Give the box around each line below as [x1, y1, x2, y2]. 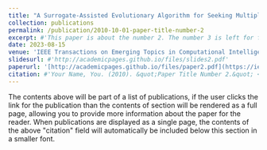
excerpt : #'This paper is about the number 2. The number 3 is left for [8, 33, 254, 42]
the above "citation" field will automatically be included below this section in [8, 126, 257, 135]
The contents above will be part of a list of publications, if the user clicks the [8, 92, 258, 101]
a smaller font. [8, 133, 56, 143]
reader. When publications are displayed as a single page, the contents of [8, 117, 250, 126]
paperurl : [8, 63, 41, 71]
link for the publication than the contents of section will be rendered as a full [8, 100, 257, 110]
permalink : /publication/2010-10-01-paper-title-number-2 [8, 26, 204, 34]
